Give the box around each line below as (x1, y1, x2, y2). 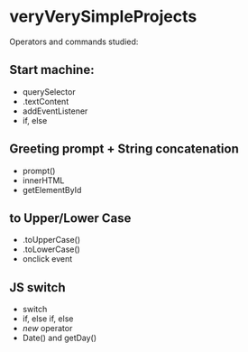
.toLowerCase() (22, 244, 81, 255)
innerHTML (22, 174, 65, 186)
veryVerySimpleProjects (9, 6, 197, 27)
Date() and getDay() (22, 332, 97, 344)
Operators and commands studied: (9, 36, 139, 47)
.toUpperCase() (22, 235, 81, 245)
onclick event (22, 254, 73, 264)
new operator (22, 323, 73, 334)
